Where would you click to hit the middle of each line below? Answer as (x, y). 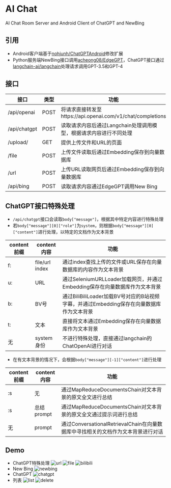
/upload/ (18, 142)
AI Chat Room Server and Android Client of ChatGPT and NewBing (75, 23)
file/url (43, 262)
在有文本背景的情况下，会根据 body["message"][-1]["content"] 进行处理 (87, 360)
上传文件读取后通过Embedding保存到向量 (110, 152)
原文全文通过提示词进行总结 (104, 415)
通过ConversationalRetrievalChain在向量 (109, 424)
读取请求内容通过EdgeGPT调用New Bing (109, 186)
